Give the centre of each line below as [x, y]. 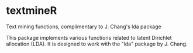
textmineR [32, 11]
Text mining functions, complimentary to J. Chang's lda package [84, 26]
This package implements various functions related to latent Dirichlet [89, 37]
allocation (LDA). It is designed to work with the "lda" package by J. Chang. [97, 44]
